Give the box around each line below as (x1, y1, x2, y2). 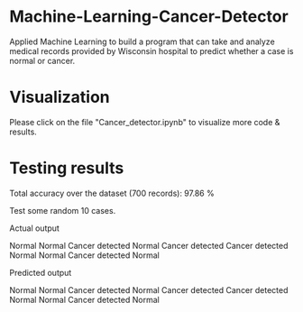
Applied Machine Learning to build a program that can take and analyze (9, 36, 275, 47)
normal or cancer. (9, 55, 76, 66)
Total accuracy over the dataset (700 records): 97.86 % (9, 188, 215, 198)
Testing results (9, 158, 124, 179)
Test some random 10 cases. (9, 205, 116, 216)
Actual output (9, 223, 60, 234)
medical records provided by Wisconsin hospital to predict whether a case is (9, 45, 294, 56)
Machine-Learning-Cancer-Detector (9, 6, 289, 27)
